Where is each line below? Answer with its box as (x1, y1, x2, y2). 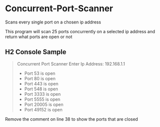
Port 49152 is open (24, 106, 63, 112)
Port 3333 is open (24, 91, 61, 97)
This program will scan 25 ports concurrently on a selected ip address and (5, 28, 156, 34)
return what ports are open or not (5, 34, 72, 40)
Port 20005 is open (24, 101, 64, 107)
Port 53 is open (24, 70, 55, 76)
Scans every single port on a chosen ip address (5, 19, 101, 25)
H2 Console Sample (5, 48, 67, 56)
